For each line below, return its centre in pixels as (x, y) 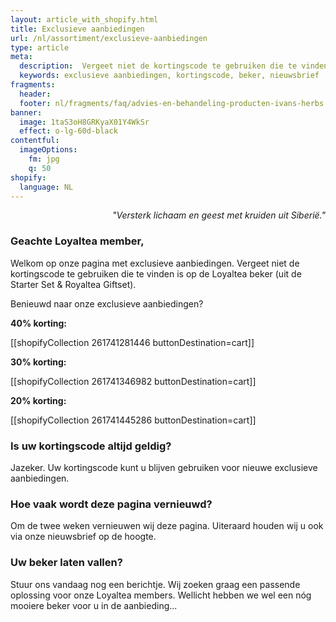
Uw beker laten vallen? (66, 563)
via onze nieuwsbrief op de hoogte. (83, 537)
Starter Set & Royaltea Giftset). (73, 284)
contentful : (35, 141)
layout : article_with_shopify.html (84, 19)
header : (35, 94)
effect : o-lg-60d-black (68, 131)
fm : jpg (44, 159)
